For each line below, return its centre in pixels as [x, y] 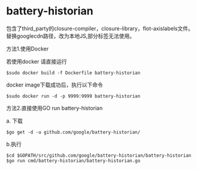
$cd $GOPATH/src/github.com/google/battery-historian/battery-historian [99, 155]
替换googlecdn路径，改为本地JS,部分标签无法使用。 [71, 36]
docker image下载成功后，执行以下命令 [54, 85]
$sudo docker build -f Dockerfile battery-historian [73, 73]
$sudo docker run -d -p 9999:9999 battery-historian [73, 96]
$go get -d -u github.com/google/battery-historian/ [73, 132]
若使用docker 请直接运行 [37, 61]
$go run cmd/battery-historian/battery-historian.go [73, 160]
